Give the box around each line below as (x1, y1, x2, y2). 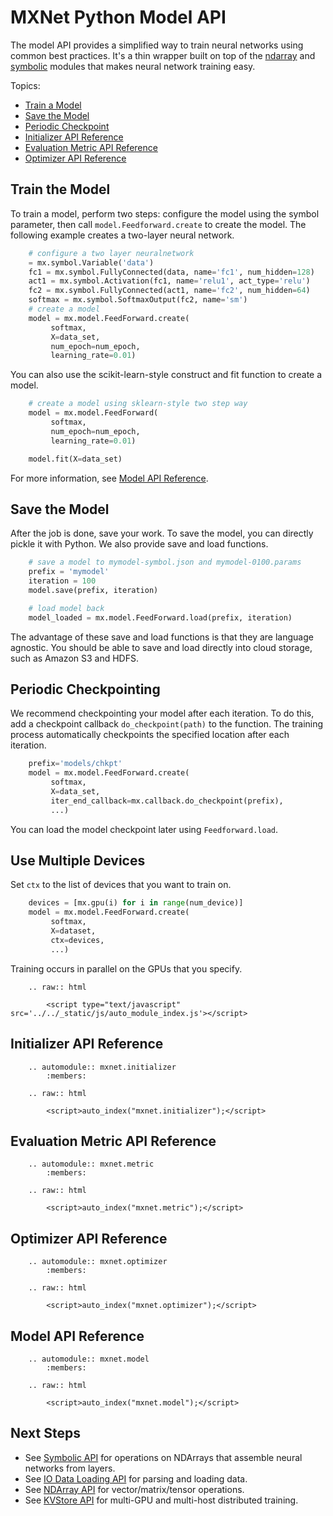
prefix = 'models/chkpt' (28, 759, 123, 769)
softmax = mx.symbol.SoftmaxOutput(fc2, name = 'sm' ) (28, 295, 248, 305)
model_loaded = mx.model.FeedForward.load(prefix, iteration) (28, 612, 293, 623)
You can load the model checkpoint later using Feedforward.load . (10, 823, 278, 835)
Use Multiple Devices (10, 852, 146, 870)
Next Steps (10, 1425, 81, 1442)
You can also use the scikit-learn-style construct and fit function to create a (10, 369, 323, 381)
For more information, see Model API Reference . (10, 472, 209, 484)
